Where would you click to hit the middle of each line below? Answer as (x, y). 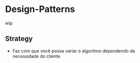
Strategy (19, 39)
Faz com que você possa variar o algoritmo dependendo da (74, 50)
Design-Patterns (40, 9)
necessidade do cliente (36, 56)
